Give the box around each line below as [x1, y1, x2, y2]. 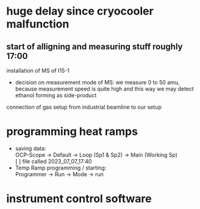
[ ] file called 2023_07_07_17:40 [15, 157, 92, 165]
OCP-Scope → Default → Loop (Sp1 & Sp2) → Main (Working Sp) [15, 151, 178, 159]
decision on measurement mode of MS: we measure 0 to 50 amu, [15, 79, 180, 86]
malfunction [6, 17, 70, 31]
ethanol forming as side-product [15, 92, 97, 98]
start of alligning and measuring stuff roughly [6, 41, 183, 52]
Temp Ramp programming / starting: [15, 164, 107, 171]
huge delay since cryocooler [6, 4, 154, 18]
